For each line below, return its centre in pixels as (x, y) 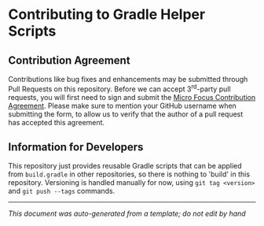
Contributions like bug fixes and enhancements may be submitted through (128, 79)
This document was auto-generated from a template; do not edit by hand (127, 213)
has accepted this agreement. (56, 122)
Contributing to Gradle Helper (107, 15)
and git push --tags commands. (62, 191)
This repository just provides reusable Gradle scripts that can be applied (125, 166)
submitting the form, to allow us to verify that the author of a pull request (126, 114)
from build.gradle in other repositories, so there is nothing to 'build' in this (129, 174)
